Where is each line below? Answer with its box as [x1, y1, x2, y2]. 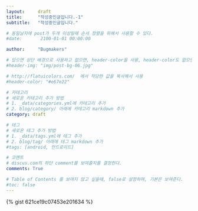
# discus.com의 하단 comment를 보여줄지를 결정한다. [6, 160, 123, 166]
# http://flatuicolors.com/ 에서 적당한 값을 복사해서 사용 [6, 73, 143, 79]
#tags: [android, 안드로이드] [6, 144, 74, 150]
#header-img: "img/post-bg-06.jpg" [6, 63, 94, 69]
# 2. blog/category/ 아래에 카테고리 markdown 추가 [6, 106, 125, 112]
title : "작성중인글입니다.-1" [6, 14, 84, 20]
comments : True [6, 166, 44, 172]
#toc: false [6, 181, 35, 188]
